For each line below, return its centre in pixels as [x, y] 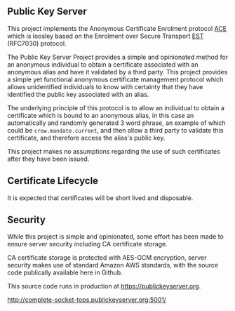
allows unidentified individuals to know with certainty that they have [105, 86]
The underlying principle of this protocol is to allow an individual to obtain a [116, 107]
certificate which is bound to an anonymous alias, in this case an [101, 115]
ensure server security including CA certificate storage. [88, 244]
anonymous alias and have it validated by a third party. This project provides [117, 72]
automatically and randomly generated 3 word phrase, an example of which [116, 123]
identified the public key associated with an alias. [78, 94]
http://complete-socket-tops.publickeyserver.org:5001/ [87, 300]
